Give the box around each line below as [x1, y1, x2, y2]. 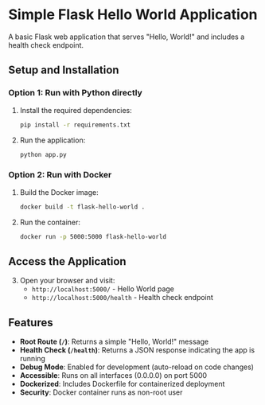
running [19, 354, 46, 364]
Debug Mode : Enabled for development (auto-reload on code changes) [19, 362, 255, 372]
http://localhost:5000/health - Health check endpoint [31, 293, 213, 302]
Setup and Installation [8, 64, 119, 77]
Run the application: [19, 135, 86, 145]
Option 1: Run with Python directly [8, 88, 143, 99]
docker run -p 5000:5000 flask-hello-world [19, 232, 167, 240]
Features [8, 316, 53, 329]
